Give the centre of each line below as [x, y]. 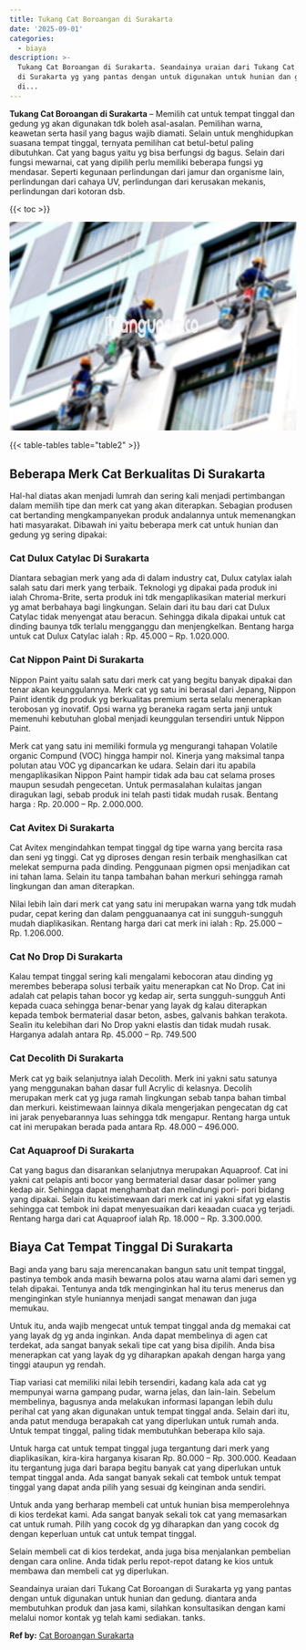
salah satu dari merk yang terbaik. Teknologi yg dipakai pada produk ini [143, 587]
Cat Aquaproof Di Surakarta [72, 1150]
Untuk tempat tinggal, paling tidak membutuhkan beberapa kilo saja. [138, 1430]
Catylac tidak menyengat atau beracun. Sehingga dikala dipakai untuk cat [148, 617]
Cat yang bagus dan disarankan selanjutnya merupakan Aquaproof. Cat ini [149, 1170]
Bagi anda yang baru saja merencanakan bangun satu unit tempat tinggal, [148, 1269]
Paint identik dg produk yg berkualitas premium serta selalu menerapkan [146, 699]
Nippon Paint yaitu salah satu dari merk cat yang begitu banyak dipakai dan [151, 680]
